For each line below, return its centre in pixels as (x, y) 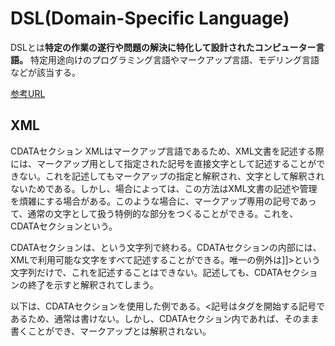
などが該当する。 (45, 72)
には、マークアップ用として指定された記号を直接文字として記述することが (163, 163)
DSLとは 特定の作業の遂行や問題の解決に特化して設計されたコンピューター (163, 47)
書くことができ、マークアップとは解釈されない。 (111, 331)
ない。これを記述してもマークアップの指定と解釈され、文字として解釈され (171, 176)
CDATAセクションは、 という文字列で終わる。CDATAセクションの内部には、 (166, 247)
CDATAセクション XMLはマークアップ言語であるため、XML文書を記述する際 (167, 151)
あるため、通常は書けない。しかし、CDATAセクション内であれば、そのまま (165, 318)
